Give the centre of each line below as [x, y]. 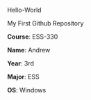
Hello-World [24, 10]
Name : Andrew [29, 50]
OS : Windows [27, 90]
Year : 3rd [21, 63]
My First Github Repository [45, 23]
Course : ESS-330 [33, 37]
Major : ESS [23, 77]
